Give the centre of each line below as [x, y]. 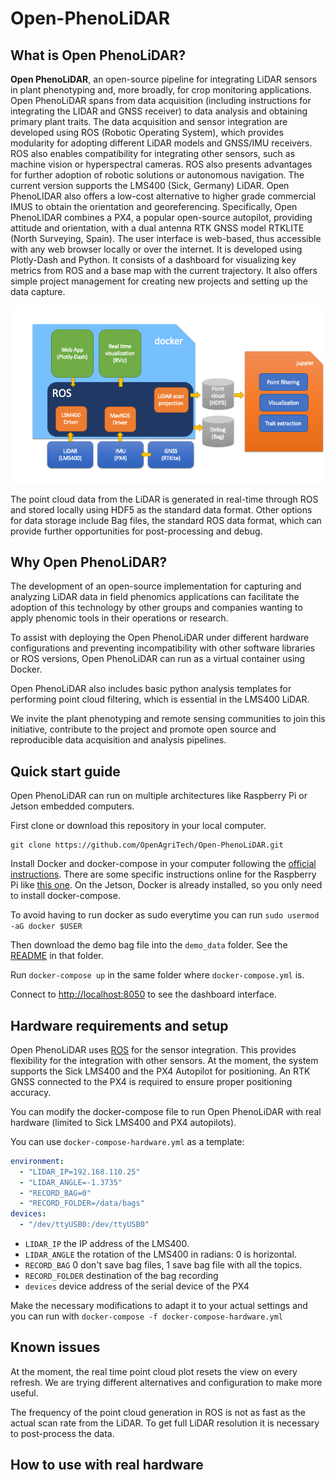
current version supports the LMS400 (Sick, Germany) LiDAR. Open [150, 185]
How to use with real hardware [107, 1465]
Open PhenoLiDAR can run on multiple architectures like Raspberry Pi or [159, 796]
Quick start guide [65, 771]
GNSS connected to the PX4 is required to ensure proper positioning [151, 1081]
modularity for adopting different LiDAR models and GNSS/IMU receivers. [161, 143]
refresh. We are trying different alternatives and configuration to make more [166, 1382]
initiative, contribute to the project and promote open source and [143, 729]
